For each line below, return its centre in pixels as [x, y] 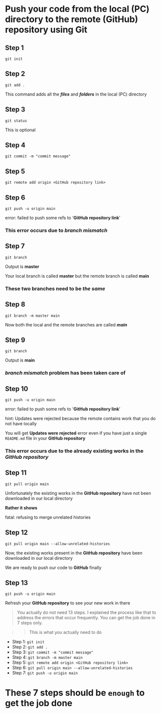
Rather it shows [21, 508]
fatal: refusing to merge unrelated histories [48, 517]
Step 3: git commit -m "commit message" [53, 652]
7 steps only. [30, 623]
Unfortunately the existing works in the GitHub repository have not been [78, 493]
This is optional [20, 130]
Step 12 [17, 533]
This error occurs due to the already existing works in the [74, 451]
